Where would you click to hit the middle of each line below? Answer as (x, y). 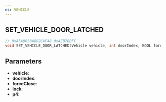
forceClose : (24, 84)
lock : (18, 89)
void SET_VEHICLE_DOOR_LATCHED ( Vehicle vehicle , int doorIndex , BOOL (78, 46)
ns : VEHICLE (17, 10)
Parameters (23, 61)
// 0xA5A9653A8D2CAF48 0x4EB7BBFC (41, 41)
